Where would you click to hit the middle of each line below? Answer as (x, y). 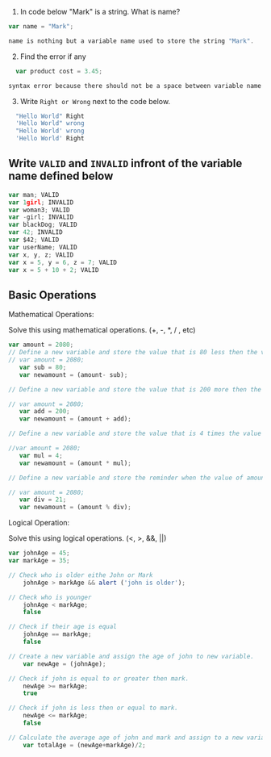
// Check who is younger (50, 597)
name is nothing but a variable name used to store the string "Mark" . (131, 41)
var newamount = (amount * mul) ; (75, 463)
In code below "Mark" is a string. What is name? (100, 12)
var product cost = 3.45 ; (59, 71)
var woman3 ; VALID (39, 210)
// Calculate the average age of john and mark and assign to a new (126, 738)
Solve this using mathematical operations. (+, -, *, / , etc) (102, 330)
